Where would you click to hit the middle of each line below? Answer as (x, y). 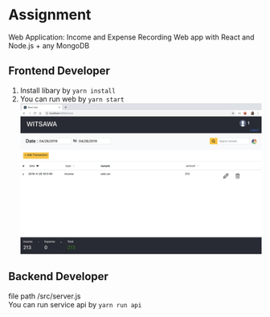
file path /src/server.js (45, 296)
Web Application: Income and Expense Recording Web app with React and (131, 37)
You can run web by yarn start (72, 99)
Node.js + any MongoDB (49, 45)
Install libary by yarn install (68, 90)
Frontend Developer (59, 71)
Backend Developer (58, 276)
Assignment (50, 15)
